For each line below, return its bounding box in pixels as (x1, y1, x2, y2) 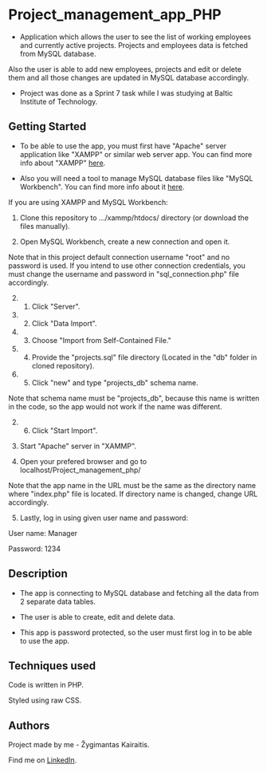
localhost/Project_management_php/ (19, 465, 141, 475)
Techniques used (8, 659, 96, 672)
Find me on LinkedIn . (8, 755, 77, 765)
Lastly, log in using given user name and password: (19, 513, 189, 522)
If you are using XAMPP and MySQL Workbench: (8, 197, 169, 207)
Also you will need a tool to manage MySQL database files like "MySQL (19, 173, 253, 183)
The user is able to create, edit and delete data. (19, 612, 175, 621)
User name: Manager (8, 528, 78, 538)
